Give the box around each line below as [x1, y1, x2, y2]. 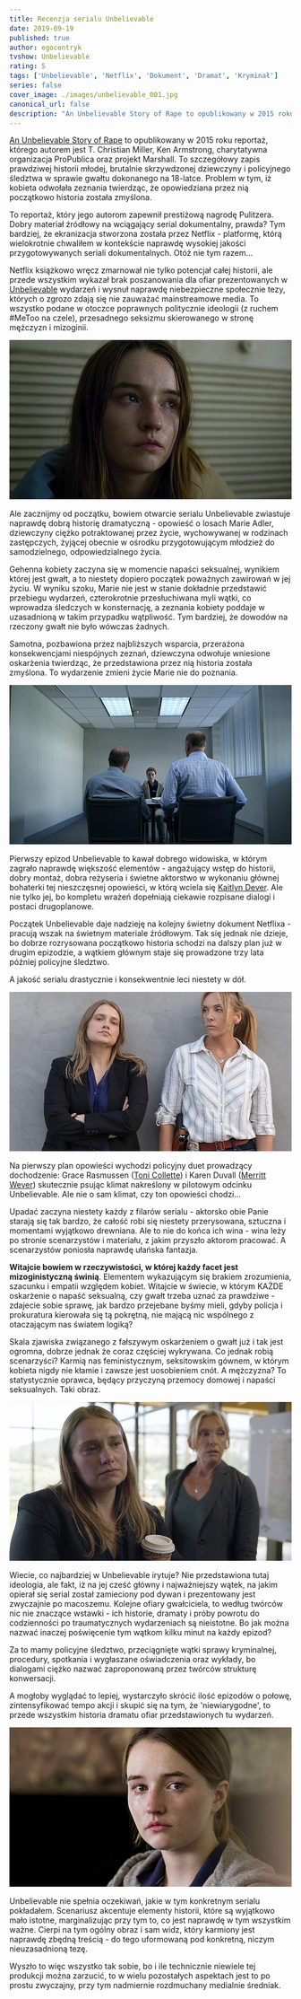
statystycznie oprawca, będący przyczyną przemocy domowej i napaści [9, 1374, 276, 1385]
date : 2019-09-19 [9, 23, 74, 33]
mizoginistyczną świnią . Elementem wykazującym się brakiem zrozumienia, [9, 1271, 292, 1282]
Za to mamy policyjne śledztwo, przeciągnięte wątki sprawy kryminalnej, [9, 1644, 278, 1655]
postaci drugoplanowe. [9, 900, 94, 911]
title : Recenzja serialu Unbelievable [9, 14, 154, 23]
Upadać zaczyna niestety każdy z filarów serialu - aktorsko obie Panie [9, 1206, 269, 1216]
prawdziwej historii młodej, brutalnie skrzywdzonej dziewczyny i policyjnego [9, 163, 291, 174]
